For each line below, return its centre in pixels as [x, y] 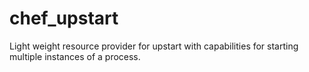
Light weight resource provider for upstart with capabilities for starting [154, 46]
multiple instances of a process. [75, 56]
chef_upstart [64, 18]
